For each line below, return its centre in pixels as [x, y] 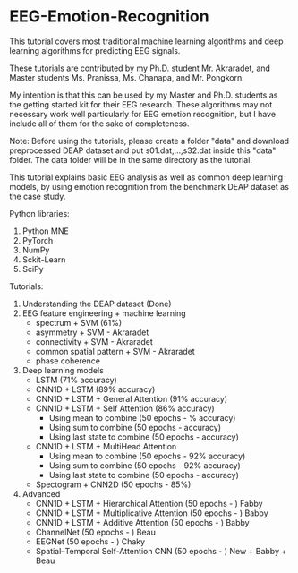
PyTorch [38, 240]
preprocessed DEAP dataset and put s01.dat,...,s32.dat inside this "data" [143, 150]
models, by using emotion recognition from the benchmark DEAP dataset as [149, 186]
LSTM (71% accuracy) [77, 380]
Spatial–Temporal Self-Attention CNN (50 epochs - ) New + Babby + [161, 551]
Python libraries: [39, 213]
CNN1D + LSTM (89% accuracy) [95, 389]
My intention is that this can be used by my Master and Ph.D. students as [144, 95]
